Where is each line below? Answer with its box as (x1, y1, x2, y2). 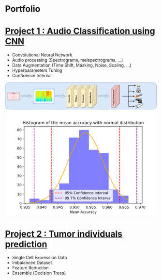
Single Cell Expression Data (12, 255, 67, 261)
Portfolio (5, 3, 41, 15)
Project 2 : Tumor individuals (5, 228, 122, 239)
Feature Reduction (12, 265, 49, 271)
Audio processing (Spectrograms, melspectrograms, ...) (12, 57, 123, 63)
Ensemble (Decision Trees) (12, 270, 66, 276)
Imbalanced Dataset (12, 260, 52, 265)
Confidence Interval (12, 73, 52, 79)
